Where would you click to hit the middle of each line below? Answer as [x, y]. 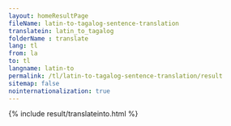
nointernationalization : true [60, 91]
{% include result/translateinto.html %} [73, 114]
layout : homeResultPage [49, 16]
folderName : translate [49, 38]
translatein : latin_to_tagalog [61, 31]
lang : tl [23, 46]
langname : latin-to [41, 69]
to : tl [19, 61]
